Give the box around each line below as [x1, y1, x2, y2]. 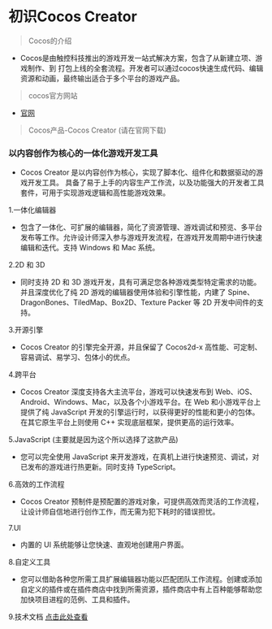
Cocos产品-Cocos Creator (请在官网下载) [28, 125, 166, 135]
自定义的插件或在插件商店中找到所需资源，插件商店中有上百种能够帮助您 [19, 584, 262, 594]
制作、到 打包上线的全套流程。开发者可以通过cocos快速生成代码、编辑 [27, 63, 264, 73]
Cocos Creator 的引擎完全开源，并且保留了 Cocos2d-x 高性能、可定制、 [19, 342, 262, 352]
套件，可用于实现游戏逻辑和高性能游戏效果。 [19, 188, 171, 197]
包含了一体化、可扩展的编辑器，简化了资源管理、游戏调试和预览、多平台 [19, 223, 262, 232]
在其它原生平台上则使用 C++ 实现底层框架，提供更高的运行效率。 [19, 418, 239, 427]
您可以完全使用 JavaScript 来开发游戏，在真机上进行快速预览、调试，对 [19, 452, 260, 462]
